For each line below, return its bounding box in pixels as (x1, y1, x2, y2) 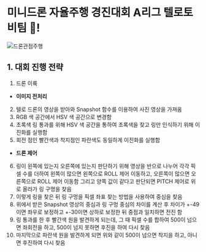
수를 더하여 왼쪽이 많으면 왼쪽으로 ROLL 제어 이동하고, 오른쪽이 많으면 (22, 170, 190, 177)
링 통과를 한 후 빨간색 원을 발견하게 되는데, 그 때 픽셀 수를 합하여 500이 (15, 216, 186, 223)
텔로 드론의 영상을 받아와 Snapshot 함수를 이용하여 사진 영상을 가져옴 (15, 105, 183, 113)
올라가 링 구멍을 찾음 (22, 185, 72, 193)
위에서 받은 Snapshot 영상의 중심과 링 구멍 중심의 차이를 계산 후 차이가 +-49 (15, 200, 200, 208)
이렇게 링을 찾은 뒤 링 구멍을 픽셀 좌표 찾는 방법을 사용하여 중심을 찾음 (15, 193, 183, 200)
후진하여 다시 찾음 (22, 239, 66, 246)
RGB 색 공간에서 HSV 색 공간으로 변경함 (15, 113, 112, 120)
